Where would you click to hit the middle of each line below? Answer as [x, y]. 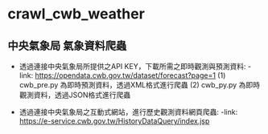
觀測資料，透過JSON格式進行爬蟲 [75, 95]
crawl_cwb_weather [76, 14]
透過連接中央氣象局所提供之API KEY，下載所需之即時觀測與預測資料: [132, 66]
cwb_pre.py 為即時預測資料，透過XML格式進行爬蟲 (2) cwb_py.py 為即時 [140, 85]
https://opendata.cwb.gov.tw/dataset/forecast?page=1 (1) [130, 75]
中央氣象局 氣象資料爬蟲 [67, 45]
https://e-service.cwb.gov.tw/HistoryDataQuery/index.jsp [114, 121]
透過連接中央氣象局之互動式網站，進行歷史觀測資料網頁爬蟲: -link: [128, 112]
